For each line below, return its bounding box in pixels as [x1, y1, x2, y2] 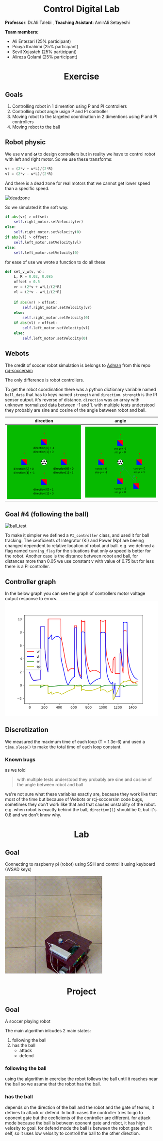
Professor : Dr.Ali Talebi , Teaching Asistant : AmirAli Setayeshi [5, 19, 130, 25]
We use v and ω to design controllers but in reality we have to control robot [5, 151, 156, 157]
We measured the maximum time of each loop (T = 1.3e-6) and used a [5, 739, 146, 744]
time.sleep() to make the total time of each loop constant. [5, 744, 122, 750]
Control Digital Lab [43, 3, 120, 15]
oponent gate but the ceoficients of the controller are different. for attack [5, 1115, 151, 1121]
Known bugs [5, 756, 35, 763]
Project [66, 986, 97, 997]
